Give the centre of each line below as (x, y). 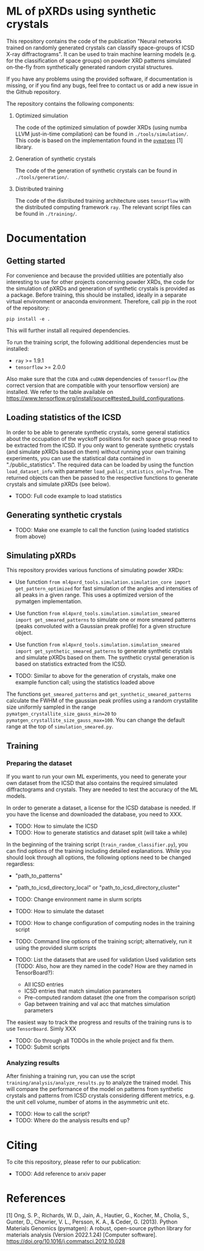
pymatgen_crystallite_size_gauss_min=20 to (62, 714)
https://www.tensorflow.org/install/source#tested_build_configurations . (96, 398)
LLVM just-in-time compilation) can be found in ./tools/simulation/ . (102, 134)
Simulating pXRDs (41, 555)
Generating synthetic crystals (64, 515)
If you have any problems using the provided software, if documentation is (100, 79)
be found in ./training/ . (46, 213)
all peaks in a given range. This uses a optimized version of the (94, 595)
